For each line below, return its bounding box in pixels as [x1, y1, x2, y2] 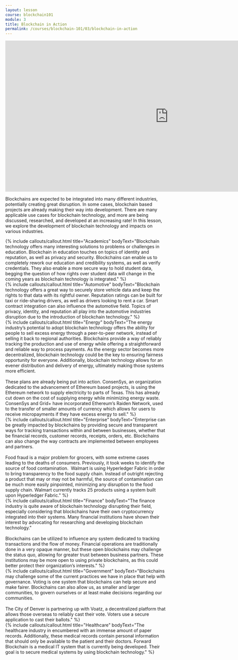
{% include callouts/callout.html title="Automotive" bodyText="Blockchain [5, 281, 160, 288]
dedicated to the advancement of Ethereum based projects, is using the [5, 384, 156, 390]
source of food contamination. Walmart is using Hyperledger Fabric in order [5, 465, 165, 471]
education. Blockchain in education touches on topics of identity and [5, 249, 149, 255]
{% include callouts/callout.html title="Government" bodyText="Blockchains [5, 568, 165, 574]
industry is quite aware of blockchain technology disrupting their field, [5, 503, 152, 509]
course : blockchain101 [5, 12, 53, 17]
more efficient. [5, 368, 36, 374]
